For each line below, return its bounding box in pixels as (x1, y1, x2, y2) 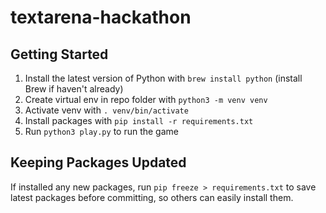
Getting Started (10, 46, 109, 63)
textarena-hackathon (10, 6, 192, 29)
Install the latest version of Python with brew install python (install (24, 72, 303, 84)
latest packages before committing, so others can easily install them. (10, 191, 294, 203)
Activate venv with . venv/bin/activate (24, 104, 189, 116)
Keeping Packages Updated (10, 154, 187, 171)
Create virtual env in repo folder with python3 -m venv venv (24, 94, 268, 105)
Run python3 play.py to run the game (24, 126, 179, 137)
